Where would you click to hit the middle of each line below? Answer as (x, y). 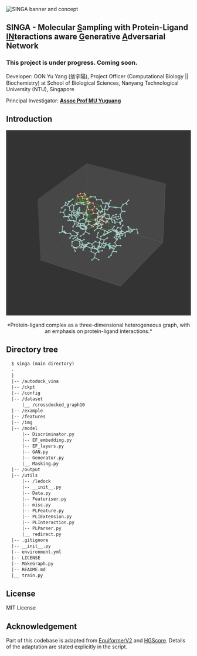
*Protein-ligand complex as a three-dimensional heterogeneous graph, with (98, 325)
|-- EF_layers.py (43, 446)
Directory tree (32, 349)
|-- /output (26, 470)
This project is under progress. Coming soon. (72, 63)
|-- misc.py (36, 505)
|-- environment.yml (36, 552)
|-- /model (25, 429)
